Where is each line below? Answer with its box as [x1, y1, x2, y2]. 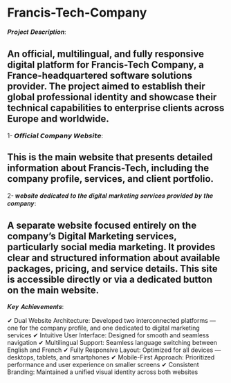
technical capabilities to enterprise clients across [7, 102, 225, 114]
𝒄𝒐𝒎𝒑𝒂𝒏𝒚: [7, 199, 37, 207]
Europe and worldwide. [7, 113, 109, 125]
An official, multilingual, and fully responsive [7, 48, 205, 60]
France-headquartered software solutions [7, 70, 192, 82]
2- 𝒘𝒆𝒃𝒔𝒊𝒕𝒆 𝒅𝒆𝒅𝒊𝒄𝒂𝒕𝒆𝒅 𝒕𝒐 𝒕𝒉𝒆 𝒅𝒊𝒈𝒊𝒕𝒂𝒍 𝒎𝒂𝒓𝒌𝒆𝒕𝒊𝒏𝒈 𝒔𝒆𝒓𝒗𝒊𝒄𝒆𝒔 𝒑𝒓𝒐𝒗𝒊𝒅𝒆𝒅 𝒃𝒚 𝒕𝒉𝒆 [7, 192, 213, 200]
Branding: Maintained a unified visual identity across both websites [7, 368, 198, 376]
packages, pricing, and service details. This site [7, 263, 218, 274]
